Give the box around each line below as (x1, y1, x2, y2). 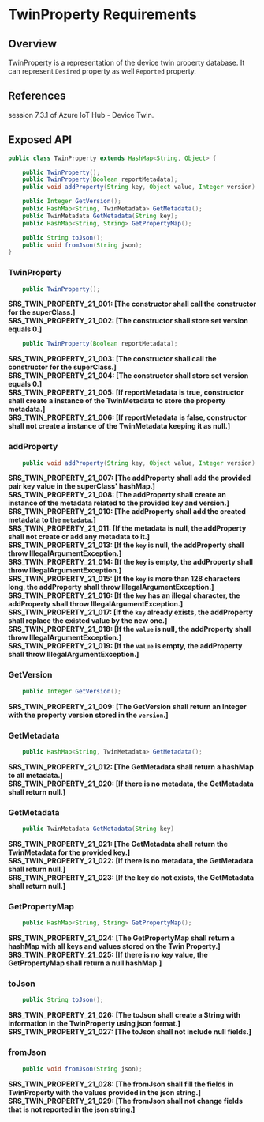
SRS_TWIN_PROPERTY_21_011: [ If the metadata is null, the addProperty (8, 523, 247, 533)
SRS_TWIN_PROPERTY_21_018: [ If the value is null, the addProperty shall (8, 625, 251, 634)
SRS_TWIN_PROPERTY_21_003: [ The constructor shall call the (8, 354, 217, 364)
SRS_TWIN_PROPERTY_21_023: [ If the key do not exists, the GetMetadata (8, 872, 255, 882)
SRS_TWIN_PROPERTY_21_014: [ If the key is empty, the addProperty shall (8, 557, 254, 567)
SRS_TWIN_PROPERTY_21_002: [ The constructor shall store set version (8, 316, 248, 326)
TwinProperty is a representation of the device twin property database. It (8, 58, 245, 67)
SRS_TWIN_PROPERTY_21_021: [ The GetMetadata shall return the (8, 839, 229, 848)
